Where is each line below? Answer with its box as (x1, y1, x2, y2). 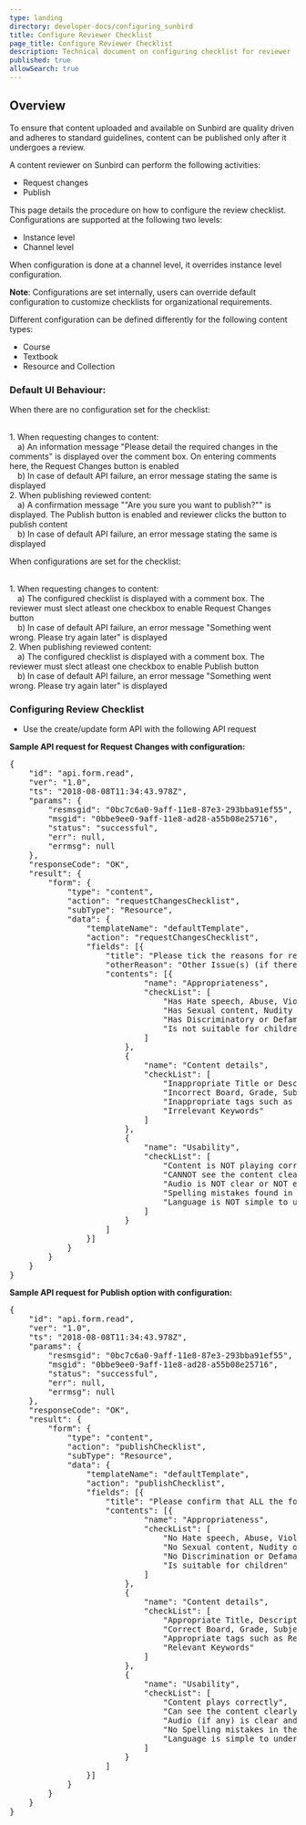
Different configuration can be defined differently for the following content (9, 314, 289, 325)
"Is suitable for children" (162, 1560, 289, 1570)
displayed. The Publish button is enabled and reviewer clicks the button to (9, 508, 287, 520)
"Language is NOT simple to (162, 1197, 289, 1207)
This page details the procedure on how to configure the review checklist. (9, 204, 287, 215)
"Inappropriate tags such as (162, 1097, 293, 1107)
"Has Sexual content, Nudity (162, 1006, 293, 1016)
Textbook (22, 350, 59, 361)
